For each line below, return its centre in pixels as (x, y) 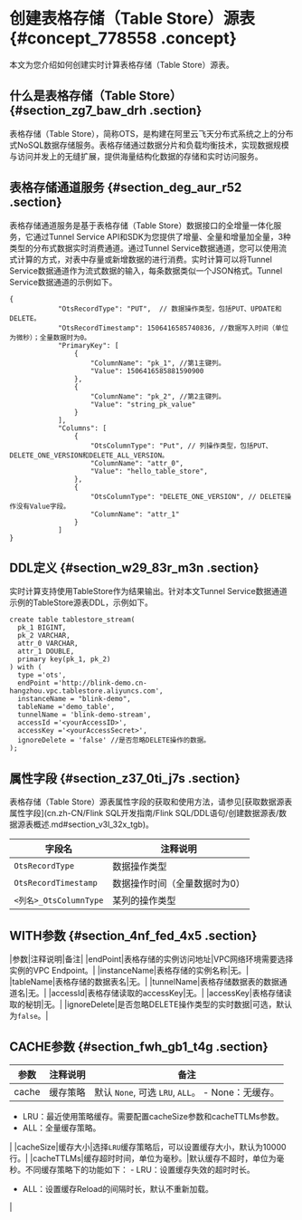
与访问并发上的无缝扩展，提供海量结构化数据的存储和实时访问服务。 (136, 156)
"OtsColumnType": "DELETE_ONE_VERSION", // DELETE (187, 496)
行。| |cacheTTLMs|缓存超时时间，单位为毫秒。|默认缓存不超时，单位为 (143, 1158)
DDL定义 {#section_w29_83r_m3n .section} (134, 567)
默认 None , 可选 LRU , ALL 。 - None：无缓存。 (187, 1092)
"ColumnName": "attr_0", (137, 463)
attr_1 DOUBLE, (46, 652)
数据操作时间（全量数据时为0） (179, 884)
